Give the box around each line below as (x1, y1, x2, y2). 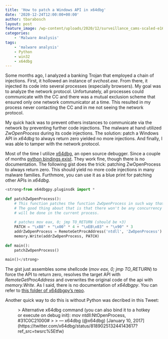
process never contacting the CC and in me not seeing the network (5, 104, 143, 110)
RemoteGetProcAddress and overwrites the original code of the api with (5, 277, 153, 283)
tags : (5, 40, 16, 45)
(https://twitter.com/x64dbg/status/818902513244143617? (17, 323, 138, 329)
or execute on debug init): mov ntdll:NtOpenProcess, (17, 312, 126, 318)
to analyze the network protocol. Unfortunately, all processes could (5, 88, 144, 94)
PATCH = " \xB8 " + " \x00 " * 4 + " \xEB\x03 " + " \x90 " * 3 (14, 224, 133, 230)
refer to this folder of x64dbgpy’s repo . (5, 287, 85, 294)
